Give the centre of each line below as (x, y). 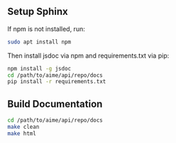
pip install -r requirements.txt (57, 82)
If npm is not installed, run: (46, 28)
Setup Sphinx (38, 12)
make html (22, 133)
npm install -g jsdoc (39, 68)
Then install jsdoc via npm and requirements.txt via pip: (88, 55)
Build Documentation (55, 104)
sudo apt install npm (39, 42)
